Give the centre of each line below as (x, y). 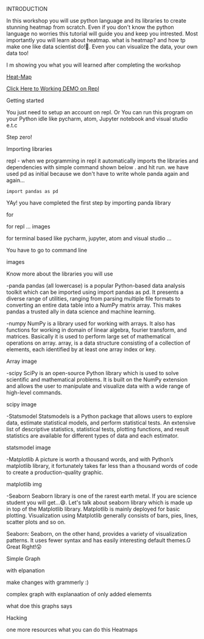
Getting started (25, 100)
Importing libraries (30, 149)
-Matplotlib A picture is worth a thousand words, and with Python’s (90, 459)
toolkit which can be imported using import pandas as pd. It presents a (95, 292)
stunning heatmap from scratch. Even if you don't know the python (90, 27)
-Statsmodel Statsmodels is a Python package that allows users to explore (100, 416)
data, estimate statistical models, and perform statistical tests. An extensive (101, 423)
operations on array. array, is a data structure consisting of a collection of (98, 343)
